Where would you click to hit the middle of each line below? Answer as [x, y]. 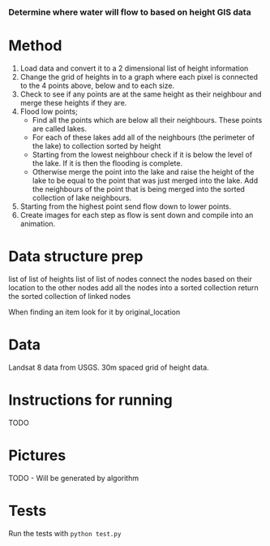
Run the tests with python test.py [65, 533]
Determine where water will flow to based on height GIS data [130, 12]
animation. [38, 223]
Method [35, 46]
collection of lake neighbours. [82, 197]
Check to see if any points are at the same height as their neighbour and [141, 94]
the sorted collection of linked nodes [70, 296]
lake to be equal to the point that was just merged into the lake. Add [145, 180]
